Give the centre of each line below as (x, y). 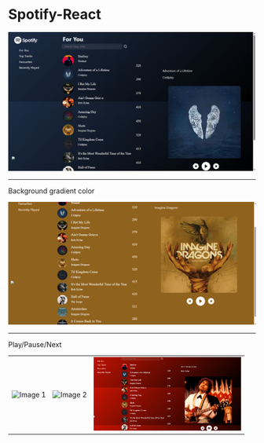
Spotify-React (55, 15)
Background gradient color (51, 191)
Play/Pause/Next (35, 344)
